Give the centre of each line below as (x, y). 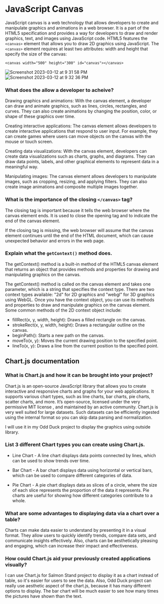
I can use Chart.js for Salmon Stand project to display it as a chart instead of (82, 575)
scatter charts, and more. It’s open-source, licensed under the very (73, 402)
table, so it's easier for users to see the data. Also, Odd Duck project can (78, 580)
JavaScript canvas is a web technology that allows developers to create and (82, 23)
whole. (19, 500)
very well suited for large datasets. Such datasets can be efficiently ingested (82, 412)
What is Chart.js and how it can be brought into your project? (79, 375)
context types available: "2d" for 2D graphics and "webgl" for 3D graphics (80, 294)
